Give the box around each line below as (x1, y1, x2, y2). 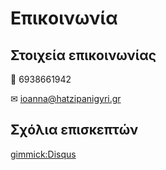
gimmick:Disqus (10, 148, 77, 160)
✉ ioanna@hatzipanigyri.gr (10, 93, 122, 104)
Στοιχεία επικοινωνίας (10, 47, 157, 64)
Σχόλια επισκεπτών (10, 122, 139, 139)
